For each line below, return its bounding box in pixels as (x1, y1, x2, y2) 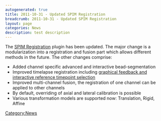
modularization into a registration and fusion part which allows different (5, 49, 152, 55)
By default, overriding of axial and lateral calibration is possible (12, 90, 142, 96)
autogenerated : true (5, 7, 48, 12)
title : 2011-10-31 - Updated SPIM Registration (5, 12, 106, 17)
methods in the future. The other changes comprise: (5, 54, 112, 60)
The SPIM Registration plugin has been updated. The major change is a (5, 44, 151, 49)
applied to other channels (12, 85, 65, 90)
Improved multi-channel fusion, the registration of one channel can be (12, 80, 156, 85)
